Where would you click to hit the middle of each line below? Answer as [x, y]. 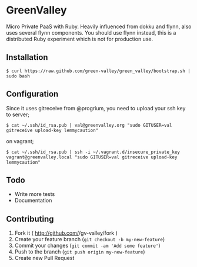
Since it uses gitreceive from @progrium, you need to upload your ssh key [96, 108]
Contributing [30, 219]
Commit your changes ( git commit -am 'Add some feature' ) [87, 246]
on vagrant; [20, 141]
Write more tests [35, 194]
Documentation [33, 201]
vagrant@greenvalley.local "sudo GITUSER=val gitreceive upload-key [92, 157]
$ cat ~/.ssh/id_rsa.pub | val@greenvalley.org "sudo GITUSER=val [89, 125]
